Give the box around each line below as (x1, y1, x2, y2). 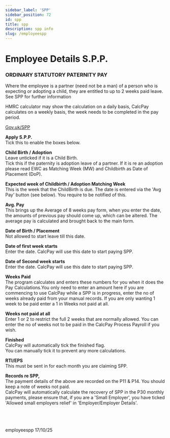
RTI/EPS (5, 357, 23, 364)
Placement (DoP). (5, 171, 42, 177)
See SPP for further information (5, 94, 71, 100)
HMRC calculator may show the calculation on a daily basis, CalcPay (5, 104, 149, 110)
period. (5, 114, 20, 120)
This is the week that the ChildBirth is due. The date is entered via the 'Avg (5, 187, 161, 193)
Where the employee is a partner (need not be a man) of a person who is (5, 83, 158, 89)
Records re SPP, (5, 373, 40, 379)
